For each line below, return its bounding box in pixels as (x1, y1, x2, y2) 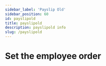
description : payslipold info (5, 25, 66, 30)
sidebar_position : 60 (5, 12, 49, 16)
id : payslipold (5, 16, 36, 21)
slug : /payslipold (5, 30, 42, 34)
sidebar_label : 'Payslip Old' (5, 7, 66, 12)
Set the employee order (5, 50, 102, 62)
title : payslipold (5, 20, 42, 26)
